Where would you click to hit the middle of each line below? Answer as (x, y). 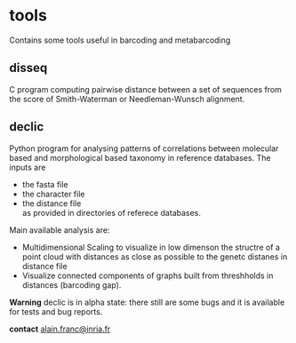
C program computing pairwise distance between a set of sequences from (146, 89)
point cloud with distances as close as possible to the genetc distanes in (155, 256)
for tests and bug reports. (56, 311)
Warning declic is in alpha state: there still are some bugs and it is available (147, 302)
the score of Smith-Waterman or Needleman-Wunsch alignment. (127, 99)
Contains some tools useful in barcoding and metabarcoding (120, 40)
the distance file (52, 203)
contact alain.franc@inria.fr (60, 329)
